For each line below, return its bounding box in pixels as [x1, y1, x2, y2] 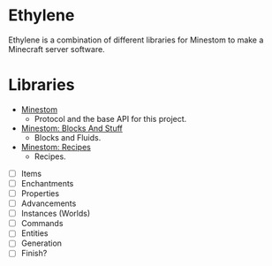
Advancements [20, 198, 77, 209]
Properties [20, 188, 59, 199]
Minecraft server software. [8, 43, 105, 54]
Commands [20, 218, 64, 229]
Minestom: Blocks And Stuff [20, 123, 123, 133]
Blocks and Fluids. [34, 132, 102, 142]
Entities [20, 228, 49, 239]
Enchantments [20, 178, 74, 188]
